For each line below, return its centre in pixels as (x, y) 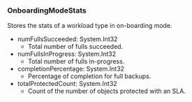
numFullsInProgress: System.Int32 (67, 54)
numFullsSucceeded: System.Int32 (67, 39)
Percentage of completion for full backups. (89, 76)
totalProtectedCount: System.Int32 (67, 84)
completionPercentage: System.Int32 (71, 69)
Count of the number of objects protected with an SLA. (107, 91)
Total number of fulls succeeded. (75, 47)
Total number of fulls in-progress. (76, 61)
